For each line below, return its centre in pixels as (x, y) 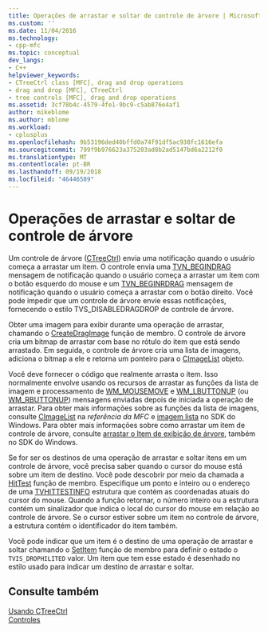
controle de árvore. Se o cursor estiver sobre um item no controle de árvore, (134, 517)
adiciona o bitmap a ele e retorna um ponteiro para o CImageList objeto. (126, 358)
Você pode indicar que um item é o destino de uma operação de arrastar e (131, 541)
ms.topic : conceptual (44, 53)
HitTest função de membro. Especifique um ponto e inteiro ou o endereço (129, 483)
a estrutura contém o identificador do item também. (93, 526)
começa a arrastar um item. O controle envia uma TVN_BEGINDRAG (120, 266)
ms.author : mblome (39, 120)
